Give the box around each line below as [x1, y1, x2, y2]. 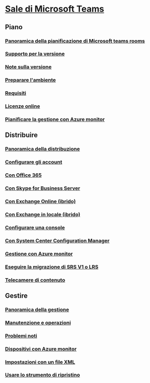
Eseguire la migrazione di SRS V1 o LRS [5, 263, 99, 270]
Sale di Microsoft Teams [5, 3, 104, 15]
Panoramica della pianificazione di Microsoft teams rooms [5, 38, 145, 44]
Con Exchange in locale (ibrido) [5, 211, 81, 218]
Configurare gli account [5, 159, 62, 165]
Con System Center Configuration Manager [5, 237, 110, 244]
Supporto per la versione [5, 50, 65, 57]
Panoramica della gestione [5, 306, 69, 313]
